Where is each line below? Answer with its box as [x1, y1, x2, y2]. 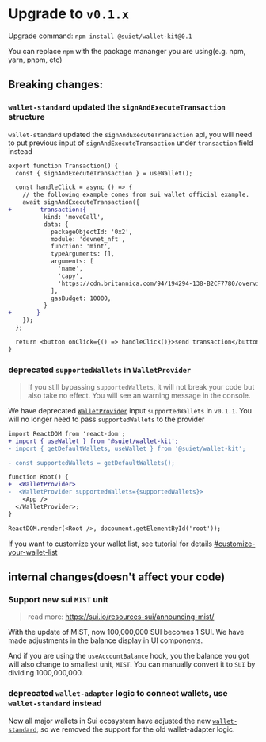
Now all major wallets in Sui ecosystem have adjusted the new [8, 716, 211, 725]
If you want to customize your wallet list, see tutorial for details [8, 539, 212, 548]
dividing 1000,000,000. [8, 668, 84, 678]
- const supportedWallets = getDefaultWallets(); [8, 459, 176, 467]
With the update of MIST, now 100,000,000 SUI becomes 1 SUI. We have [8, 628, 245, 637]
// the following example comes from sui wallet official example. [22, 191, 249, 199]
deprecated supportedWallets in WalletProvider [8, 364, 192, 375]
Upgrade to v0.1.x [8, 5, 129, 23]
